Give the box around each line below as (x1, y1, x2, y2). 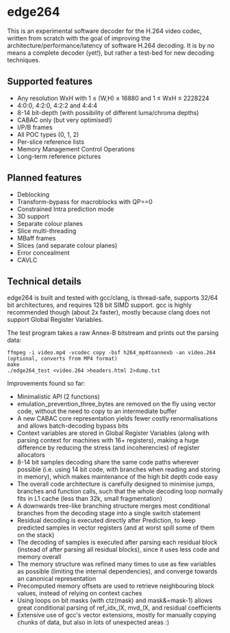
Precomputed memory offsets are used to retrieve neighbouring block (16, 582, 214, 590)
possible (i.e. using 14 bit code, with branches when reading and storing (16, 465, 220, 473)
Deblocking (16, 190, 50, 199)
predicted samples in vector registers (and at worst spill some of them (16, 523, 215, 532)
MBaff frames (16, 234, 56, 242)
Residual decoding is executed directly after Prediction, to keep (16, 517, 196, 525)
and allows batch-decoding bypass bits (16, 422, 129, 430)
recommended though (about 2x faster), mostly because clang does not (7, 308, 211, 316)
